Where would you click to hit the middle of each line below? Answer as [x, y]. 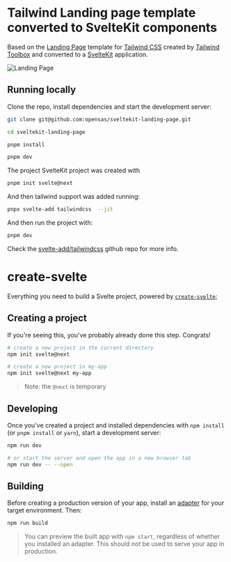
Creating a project [47, 318]
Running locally [42, 90]
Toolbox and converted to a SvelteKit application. [78, 54]
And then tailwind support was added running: [74, 197]
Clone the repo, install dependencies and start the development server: [109, 107]
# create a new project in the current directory [81, 348]
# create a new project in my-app [57, 367]
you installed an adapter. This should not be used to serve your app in [124, 544]
